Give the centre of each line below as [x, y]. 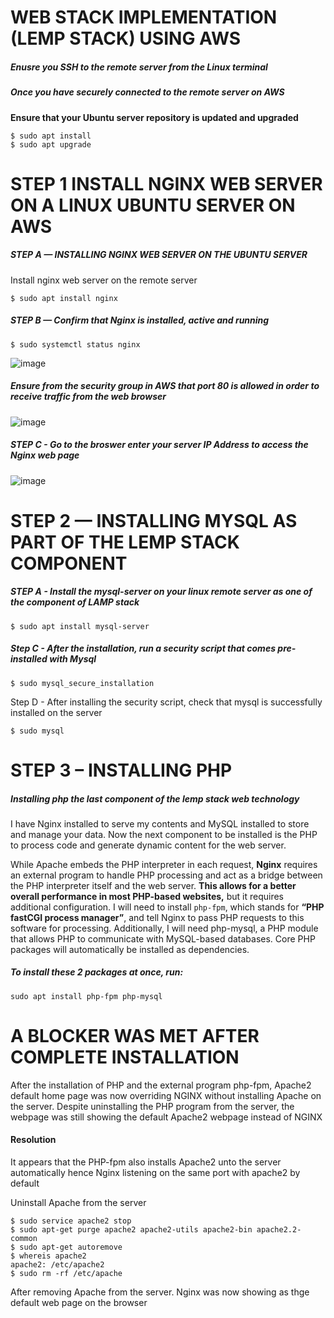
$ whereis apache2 [48, 1256]
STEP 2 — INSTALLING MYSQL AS [154, 520]
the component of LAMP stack [75, 602]
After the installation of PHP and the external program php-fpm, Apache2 [161, 1085]
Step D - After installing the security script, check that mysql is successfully [166, 702]
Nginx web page [45, 455]
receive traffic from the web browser [88, 397]
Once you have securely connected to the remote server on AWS [147, 92]
